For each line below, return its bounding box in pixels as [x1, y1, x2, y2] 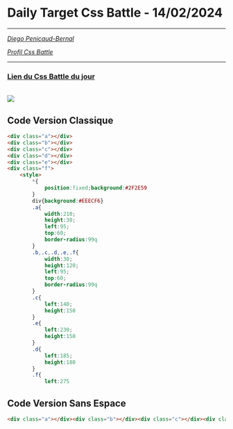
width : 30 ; [44, 255, 73, 262]
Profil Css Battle [7, 47, 53, 56]
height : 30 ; [44, 217, 76, 224]
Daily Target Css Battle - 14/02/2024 [7, 5, 223, 21]
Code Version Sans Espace [7, 397, 126, 409]
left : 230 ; [44, 326, 73, 334]
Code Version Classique [7, 115, 114, 126]
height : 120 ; [44, 262, 79, 269]
